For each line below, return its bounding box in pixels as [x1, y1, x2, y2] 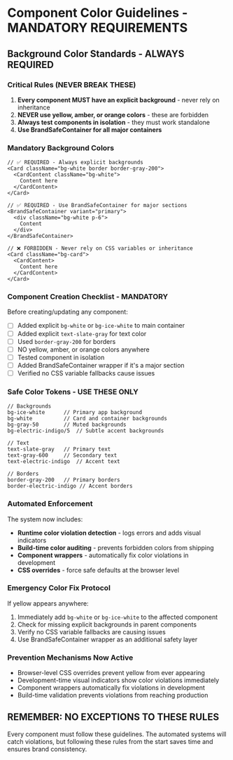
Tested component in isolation [17, 353, 105, 361]
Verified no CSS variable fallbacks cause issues [17, 368, 155, 377]
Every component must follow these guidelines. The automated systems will [7, 730, 227, 738]
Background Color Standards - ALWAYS [7, 48, 185, 60]
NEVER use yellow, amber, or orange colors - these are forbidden [17, 110, 209, 119]
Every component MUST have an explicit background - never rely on [17, 95, 220, 104]
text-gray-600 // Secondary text [7, 452, 118, 459]
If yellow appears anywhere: [7, 599, 89, 608]
